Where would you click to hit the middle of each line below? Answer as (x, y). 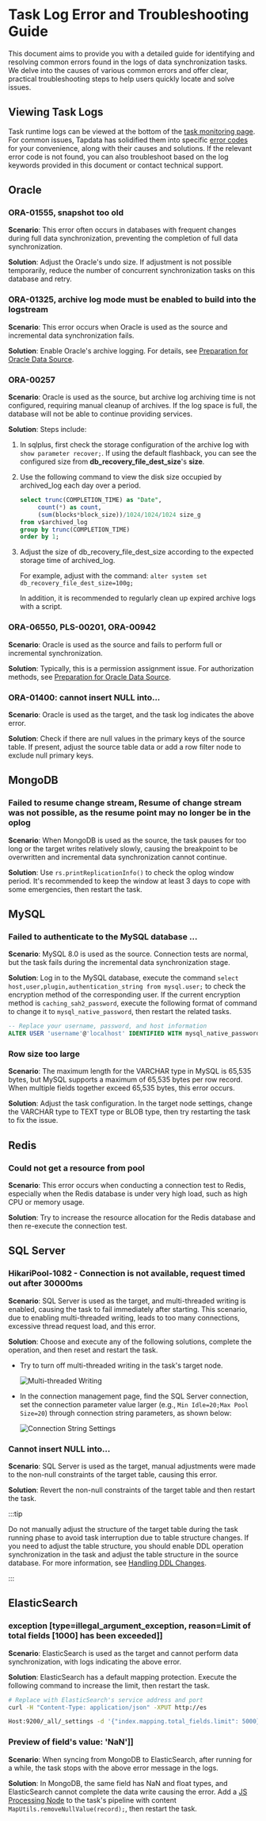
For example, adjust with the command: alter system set (113, 576)
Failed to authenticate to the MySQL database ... (103, 936)
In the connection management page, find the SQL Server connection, (134, 1396)
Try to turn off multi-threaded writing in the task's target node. (121, 1365)
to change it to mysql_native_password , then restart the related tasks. (120, 1012)
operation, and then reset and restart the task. (83, 1350)
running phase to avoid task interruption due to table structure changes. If (129, 1537)
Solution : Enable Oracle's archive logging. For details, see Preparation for (128, 350)
